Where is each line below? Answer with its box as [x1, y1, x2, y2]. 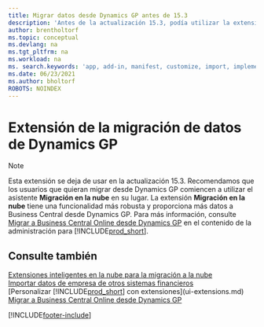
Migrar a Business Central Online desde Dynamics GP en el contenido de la [8, 218, 251, 228]
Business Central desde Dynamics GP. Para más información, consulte [8, 210, 237, 219]
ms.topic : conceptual [8, 33, 79, 42]
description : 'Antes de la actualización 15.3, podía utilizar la [8, 19, 230, 27]
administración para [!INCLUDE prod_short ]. [8, 226, 149, 236]
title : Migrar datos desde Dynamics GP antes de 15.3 [8, 11, 189, 20]
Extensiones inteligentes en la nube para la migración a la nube [8, 270, 213, 280]
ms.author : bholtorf [8, 77, 76, 85]
